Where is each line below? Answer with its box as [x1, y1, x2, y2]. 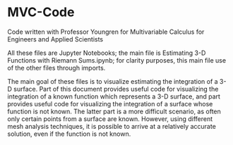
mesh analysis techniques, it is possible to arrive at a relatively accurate [7, 122, 217, 130]
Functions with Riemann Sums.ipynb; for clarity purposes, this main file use [7, 56, 227, 64]
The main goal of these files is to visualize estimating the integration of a [7, 77, 218, 85]
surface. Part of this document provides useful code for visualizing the [13, 84, 219, 93]
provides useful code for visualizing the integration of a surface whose [7, 99, 213, 108]
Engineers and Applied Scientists [7, 34, 104, 43]
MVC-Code [7, 4, 75, 20]
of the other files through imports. [7, 63, 106, 72]
